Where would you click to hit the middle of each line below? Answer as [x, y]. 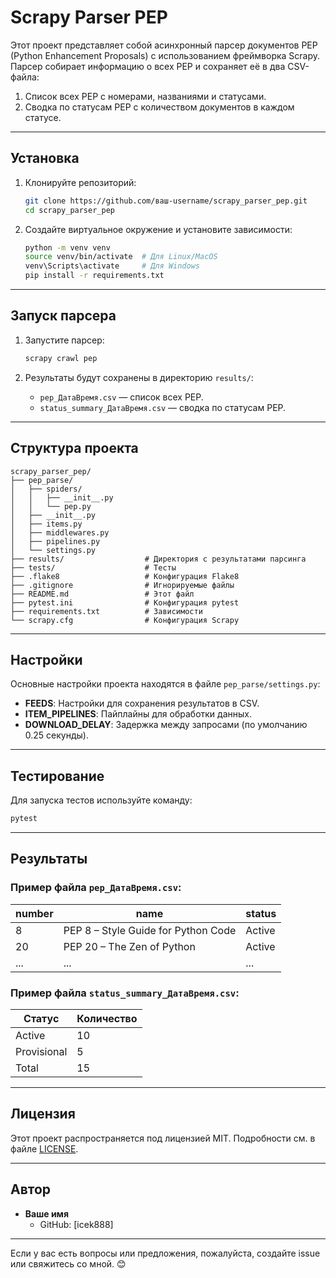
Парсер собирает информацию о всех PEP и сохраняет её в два [148, 66]
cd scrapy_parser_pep [69, 210]
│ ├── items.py [46, 524]
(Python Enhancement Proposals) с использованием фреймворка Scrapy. [165, 55]
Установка [45, 158]
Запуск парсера [63, 316]
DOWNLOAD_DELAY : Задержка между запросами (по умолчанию [166, 725]
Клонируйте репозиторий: [80, 182]
